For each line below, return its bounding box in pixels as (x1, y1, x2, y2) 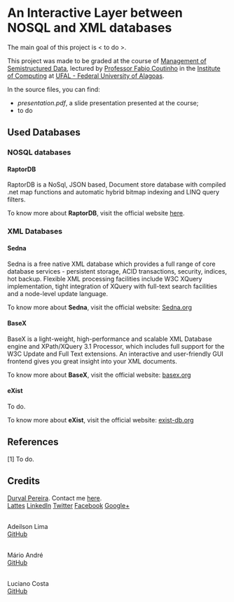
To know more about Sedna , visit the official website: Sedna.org (7, 303, 193, 312)
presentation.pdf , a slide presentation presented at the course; (17, 98, 199, 107)
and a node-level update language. (7, 289, 109, 297)
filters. (7, 195, 26, 204)
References (7, 436, 59, 448)
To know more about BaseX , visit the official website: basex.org (7, 370, 191, 379)
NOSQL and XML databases (7, 20, 172, 36)
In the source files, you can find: (7, 85, 100, 93)
